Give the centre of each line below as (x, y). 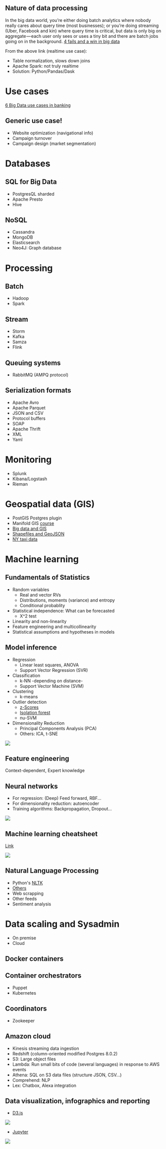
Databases (28, 163)
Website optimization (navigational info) (53, 133)
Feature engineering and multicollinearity (54, 627)
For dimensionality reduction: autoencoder (55, 803)
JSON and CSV (28, 413)
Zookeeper (24, 1021)
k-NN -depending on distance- (51, 681)
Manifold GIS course (33, 523)
